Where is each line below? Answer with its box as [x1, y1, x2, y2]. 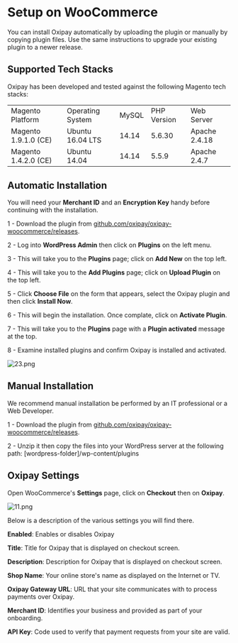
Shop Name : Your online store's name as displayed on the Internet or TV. [7, 571, 220, 579]
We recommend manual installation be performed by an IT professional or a [7, 399, 228, 407]
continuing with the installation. [7, 206, 98, 214]
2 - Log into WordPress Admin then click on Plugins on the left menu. [7, 241, 212, 249]
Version [151, 114, 177, 124]
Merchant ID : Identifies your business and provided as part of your [7, 606, 203, 615]
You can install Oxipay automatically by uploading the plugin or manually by [7, 28, 228, 36]
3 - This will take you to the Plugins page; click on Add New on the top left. [7, 255, 227, 263]
